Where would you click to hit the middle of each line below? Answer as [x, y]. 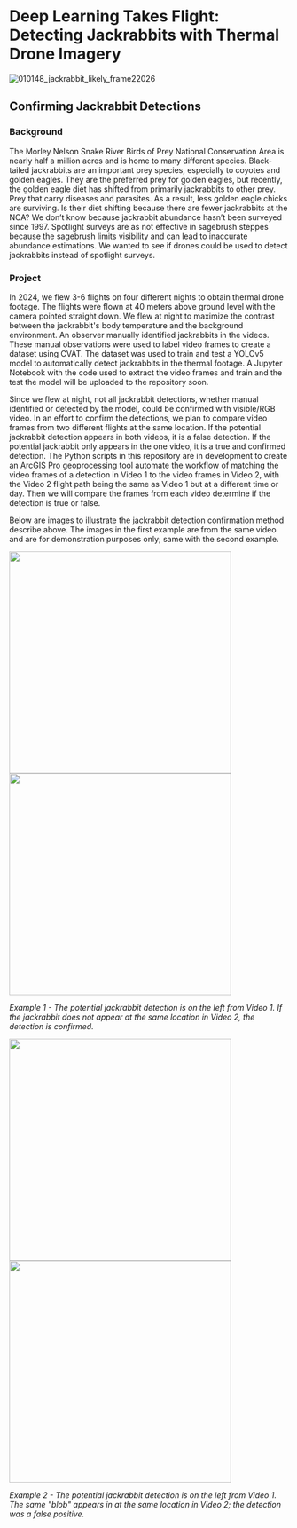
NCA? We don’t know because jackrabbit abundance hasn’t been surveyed [145, 217]
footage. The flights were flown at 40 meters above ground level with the [142, 306]
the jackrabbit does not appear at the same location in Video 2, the [132, 1017]
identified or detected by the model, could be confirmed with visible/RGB [142, 408]
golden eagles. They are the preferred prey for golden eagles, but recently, [146, 179]
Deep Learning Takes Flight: [114, 16]
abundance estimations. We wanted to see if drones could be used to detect [148, 245]
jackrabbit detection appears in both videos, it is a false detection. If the [140, 437]
